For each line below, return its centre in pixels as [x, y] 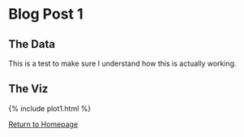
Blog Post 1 [46, 14]
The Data [32, 44]
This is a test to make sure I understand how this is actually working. [122, 63]
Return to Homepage [43, 124]
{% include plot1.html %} [50, 108]
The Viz [28, 89]
